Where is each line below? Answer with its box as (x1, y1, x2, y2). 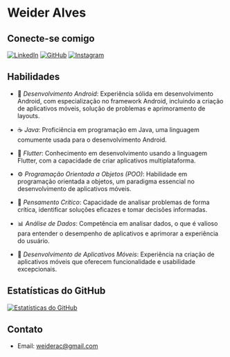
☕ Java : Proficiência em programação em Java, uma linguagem (17, 125, 200, 133)
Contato (7, 324, 43, 335)
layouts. (17, 111, 40, 119)
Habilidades (7, 71, 60, 83)
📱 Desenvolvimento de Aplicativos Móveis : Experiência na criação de (17, 250, 215, 258)
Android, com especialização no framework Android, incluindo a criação (17, 97, 224, 105)
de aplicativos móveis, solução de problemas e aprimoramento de (17, 104, 206, 113)
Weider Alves (7, 5, 87, 21)
